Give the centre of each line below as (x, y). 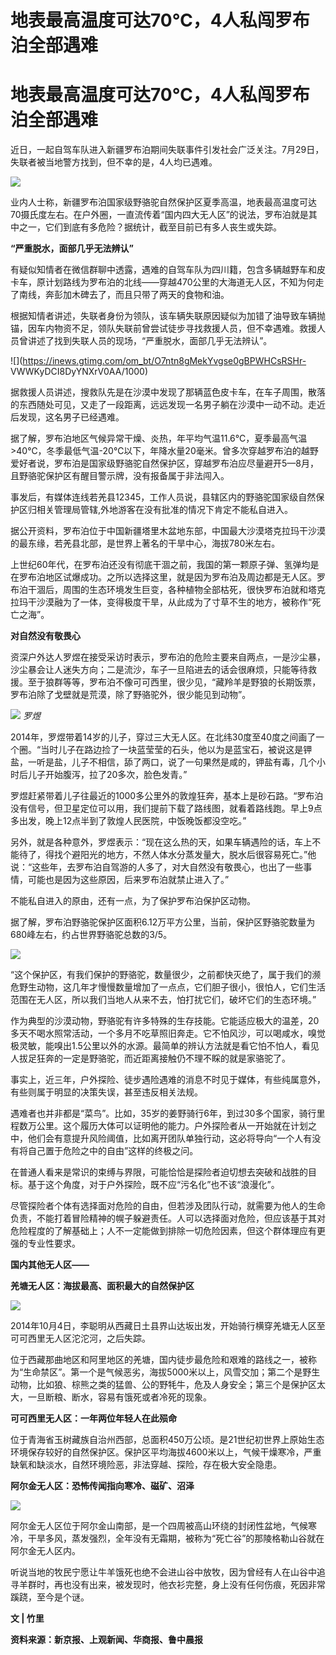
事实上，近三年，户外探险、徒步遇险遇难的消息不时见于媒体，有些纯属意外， (168, 1080)
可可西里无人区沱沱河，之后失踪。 (80, 1338)
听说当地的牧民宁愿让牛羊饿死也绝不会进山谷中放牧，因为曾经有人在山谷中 (163, 1572)
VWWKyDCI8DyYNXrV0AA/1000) (79, 372)
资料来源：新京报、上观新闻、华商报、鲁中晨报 (106, 1640)
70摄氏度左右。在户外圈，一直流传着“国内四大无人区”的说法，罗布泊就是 (159, 215)
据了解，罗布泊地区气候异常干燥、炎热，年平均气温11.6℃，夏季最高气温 (159, 438)
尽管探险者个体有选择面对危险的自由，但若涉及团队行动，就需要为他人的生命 (168, 1206)
